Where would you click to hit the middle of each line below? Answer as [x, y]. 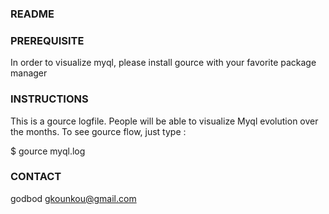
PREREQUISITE [47, 40]
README [32, 14]
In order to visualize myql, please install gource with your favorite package [163, 63]
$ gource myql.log [48, 151]
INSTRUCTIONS [49, 99]
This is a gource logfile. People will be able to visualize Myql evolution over [164, 121]
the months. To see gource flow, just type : [98, 131]
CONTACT [36, 177]
